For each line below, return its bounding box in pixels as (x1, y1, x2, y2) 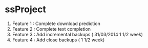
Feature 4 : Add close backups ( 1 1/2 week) (12, 37, 105, 43)
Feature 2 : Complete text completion (12, 26, 91, 32)
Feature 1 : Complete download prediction (12, 20, 100, 27)
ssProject (5, 4, 47, 15)
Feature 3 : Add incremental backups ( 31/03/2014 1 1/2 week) (12, 31, 143, 37)
